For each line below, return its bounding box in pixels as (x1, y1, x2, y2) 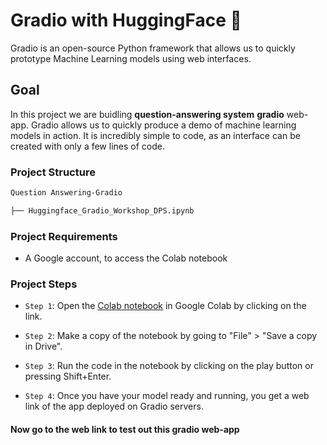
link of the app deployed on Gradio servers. (24, 400, 204, 413)
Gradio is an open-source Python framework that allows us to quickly (10, 42, 296, 54)
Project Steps (10, 277, 78, 291)
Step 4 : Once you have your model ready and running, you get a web (24, 390, 310, 402)
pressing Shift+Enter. (24, 370, 112, 383)
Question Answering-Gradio (10, 188, 123, 198)
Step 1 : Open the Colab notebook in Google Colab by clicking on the (24, 300, 307, 312)
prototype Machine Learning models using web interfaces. (10, 52, 252, 64)
